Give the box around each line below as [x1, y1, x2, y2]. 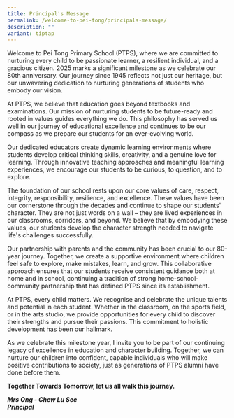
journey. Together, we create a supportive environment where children [21, 252, 225, 260]
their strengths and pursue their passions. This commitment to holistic [7, 318, 209, 326]
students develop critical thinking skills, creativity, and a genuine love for [7, 151, 217, 159]
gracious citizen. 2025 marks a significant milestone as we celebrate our [7, 64, 217, 72]
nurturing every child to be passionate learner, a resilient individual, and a [7, 57, 219, 65]
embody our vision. [7, 86, 63, 95]
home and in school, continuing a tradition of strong [7, 274, 156, 283]
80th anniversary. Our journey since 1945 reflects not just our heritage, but [7, 71, 223, 80]
